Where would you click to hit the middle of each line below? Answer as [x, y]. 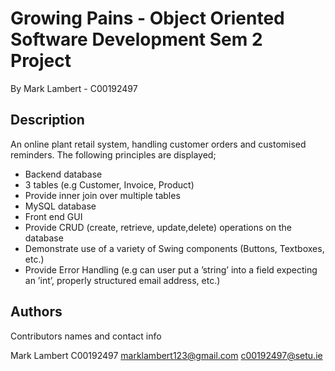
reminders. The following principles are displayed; [113, 154]
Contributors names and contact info [86, 336]
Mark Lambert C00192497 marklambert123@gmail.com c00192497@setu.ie [166, 355]
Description [47, 120]
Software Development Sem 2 [136, 39]
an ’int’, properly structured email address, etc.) [122, 280]
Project [41, 61]
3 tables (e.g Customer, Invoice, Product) [109, 184]
